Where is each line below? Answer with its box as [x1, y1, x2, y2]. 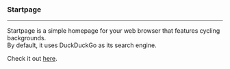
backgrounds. [7, 34, 47, 42]
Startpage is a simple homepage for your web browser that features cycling [7, 27, 220, 35]
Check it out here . [7, 55, 58, 63]
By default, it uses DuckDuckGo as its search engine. [7, 41, 157, 49]
